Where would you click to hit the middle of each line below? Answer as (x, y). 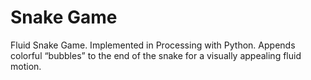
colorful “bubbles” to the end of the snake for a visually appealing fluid (156, 55)
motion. (26, 66)
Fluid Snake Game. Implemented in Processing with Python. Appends (153, 45)
